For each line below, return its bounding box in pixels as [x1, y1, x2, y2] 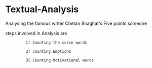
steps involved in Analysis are [5, 30, 67, 36]
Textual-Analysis [5, 4, 79, 15]
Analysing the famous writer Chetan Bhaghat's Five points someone [5, 20, 147, 26]
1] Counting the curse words [25, 40, 87, 45]
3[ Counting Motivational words [25, 57, 94, 63]
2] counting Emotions [25, 49, 71, 54]
